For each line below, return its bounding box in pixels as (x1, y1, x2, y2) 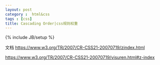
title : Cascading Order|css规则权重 (5, 21, 78, 26)
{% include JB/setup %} (5, 34, 55, 40)
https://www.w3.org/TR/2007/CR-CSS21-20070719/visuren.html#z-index (5, 55, 155, 61)
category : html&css (5, 12, 50, 17)
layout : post (5, 7, 32, 12)
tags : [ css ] (5, 16, 32, 21)
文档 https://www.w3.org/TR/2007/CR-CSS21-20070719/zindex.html (5, 45, 145, 51)
